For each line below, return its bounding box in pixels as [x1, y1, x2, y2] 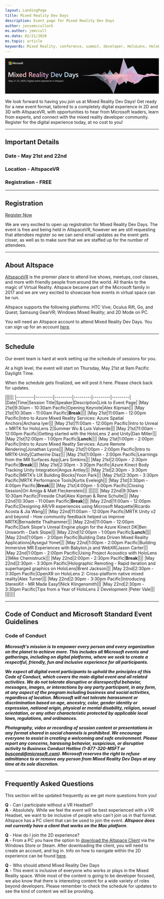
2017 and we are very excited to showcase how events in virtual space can [5, 289, 156, 295]
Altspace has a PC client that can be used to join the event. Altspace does [5, 817, 155, 823]
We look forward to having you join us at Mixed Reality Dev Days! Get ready [5, 98, 157, 104]
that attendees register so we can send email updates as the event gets [5, 232, 149, 238]
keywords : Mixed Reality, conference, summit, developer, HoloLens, [5, 44, 147, 49]
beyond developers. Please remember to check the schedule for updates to [5, 883, 157, 889]
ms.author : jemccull [5, 28, 47, 34]
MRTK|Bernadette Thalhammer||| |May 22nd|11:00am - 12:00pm [5, 519, 134, 525]
